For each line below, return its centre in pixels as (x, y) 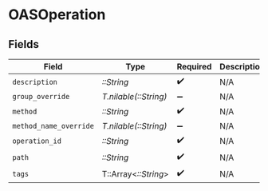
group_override (41, 96)
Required (194, 67)
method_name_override (53, 126)
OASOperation (57, 15)
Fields (24, 44)
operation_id (37, 141)
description (35, 82)
